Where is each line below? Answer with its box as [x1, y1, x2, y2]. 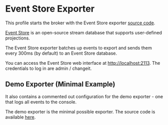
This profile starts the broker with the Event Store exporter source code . [5, 20, 155, 26]
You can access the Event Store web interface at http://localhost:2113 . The [5, 60, 160, 66]
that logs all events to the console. [5, 99, 77, 105]
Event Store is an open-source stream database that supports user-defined [5, 29, 162, 35]
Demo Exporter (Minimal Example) [5, 80, 115, 89]
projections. [5, 35, 30, 41]
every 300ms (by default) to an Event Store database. [5, 50, 117, 56]
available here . [5, 114, 36, 120]
